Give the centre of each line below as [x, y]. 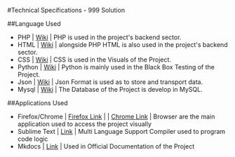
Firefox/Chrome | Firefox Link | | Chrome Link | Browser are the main [116, 116]
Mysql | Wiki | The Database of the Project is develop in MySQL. [110, 89]
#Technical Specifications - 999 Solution [66, 10]
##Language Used [34, 23]
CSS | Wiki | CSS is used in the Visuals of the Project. [94, 60]
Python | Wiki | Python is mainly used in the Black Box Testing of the [116, 67]
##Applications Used [38, 103]
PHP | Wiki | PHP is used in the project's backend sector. [99, 37]
